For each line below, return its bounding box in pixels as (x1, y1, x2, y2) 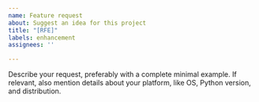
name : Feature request (8, 11, 83, 20)
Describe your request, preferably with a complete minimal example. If (8, 70, 237, 79)
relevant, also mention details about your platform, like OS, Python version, (8, 78, 251, 88)
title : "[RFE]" (8, 26, 58, 34)
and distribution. (8, 86, 62, 96)
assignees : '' (8, 41, 55, 49)
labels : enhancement (8, 33, 77, 42)
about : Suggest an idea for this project (8, 19, 147, 27)
